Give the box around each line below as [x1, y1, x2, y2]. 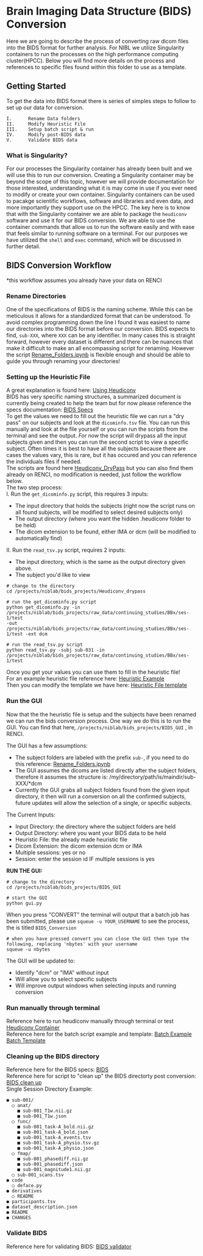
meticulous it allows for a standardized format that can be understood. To [6, 312, 191, 320]
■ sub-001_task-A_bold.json [17, 1129, 88, 1136]
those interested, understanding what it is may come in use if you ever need [6, 184, 197, 192]
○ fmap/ [12, 1150, 32, 1157]
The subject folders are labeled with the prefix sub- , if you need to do [15, 754, 190, 761]
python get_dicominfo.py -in [6, 604, 80, 611]
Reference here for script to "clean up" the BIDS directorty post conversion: [6, 1072, 196, 1080]
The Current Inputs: [6, 810, 56, 818]
